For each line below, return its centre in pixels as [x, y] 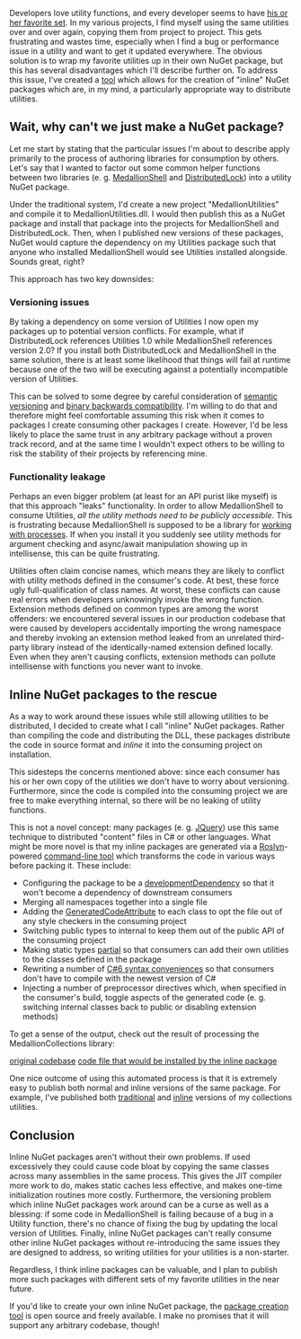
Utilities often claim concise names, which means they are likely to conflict [147, 571]
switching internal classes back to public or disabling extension [139, 1007]
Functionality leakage [58, 477]
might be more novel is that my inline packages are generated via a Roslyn [147, 847]
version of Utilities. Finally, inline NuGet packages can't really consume [141, 1233]
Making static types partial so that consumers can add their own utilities [155, 950]
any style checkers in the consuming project [104, 921]
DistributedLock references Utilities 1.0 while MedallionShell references [141, 341]
